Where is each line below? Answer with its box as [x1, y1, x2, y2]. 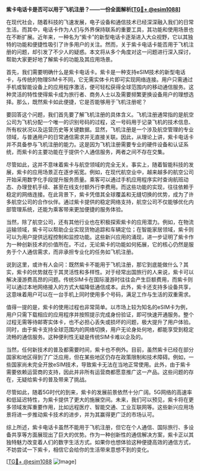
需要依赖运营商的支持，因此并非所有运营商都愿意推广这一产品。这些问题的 [6, 368, 189, 375]
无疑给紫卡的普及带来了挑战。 [16, 376, 90, 383]
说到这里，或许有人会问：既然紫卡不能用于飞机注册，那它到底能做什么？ [6, 261, 183, 268]
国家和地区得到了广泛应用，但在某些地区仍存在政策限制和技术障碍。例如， [6, 353, 189, 361]
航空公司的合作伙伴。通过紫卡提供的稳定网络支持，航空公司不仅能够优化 [11, 198, 189, 205]
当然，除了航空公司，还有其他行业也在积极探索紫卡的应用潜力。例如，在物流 [6, 218, 194, 226]
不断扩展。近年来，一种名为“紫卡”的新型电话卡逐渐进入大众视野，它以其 [11, 33, 189, 41]
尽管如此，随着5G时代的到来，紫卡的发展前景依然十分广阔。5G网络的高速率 [6, 389, 192, 396]
